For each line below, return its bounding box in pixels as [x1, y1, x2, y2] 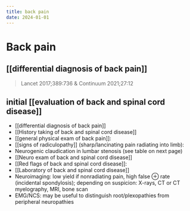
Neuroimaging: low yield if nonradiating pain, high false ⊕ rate [14, 173, 170, 180]
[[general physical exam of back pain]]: [14, 135, 111, 142]
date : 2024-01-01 [6, 14, 49, 20]
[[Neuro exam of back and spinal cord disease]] [14, 154, 133, 161]
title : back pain [6, 8, 49, 15]
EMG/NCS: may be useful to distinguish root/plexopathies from [14, 192, 170, 199]
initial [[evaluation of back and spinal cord [6, 97, 166, 107]
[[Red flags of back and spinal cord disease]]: [14, 160, 127, 167]
